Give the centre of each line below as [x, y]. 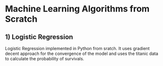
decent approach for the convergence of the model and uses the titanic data [82, 53]
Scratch [21, 19]
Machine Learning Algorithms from [77, 9]
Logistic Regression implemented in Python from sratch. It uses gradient [77, 48]
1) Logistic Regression [39, 37]
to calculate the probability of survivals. [45, 59]
